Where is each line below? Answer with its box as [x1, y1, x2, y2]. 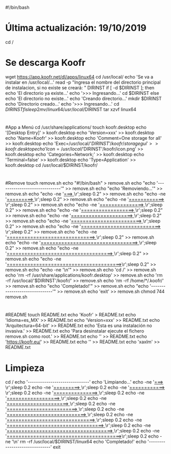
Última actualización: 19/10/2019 [5, 22, 147, 34]
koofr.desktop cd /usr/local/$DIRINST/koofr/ [5, 162, 98, 168]
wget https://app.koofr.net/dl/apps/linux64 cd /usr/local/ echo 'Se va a [5, 73, 154, 80]
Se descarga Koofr [5, 57, 85, 68]
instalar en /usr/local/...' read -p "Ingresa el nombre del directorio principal [5, 79, 161, 85]
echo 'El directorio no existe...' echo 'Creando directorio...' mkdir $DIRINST [5, 95, 162, 102]
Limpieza [5, 362, 45, 374]
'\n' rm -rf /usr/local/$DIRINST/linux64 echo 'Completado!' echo [12, 439, 147, 445]
